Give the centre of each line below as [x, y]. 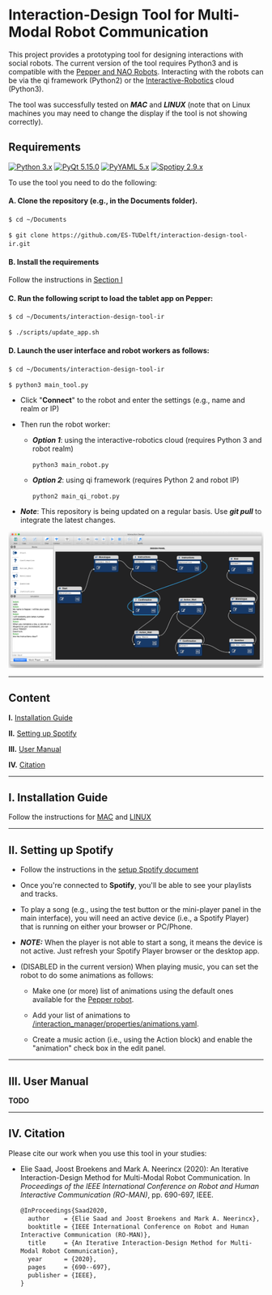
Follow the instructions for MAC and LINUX [80, 817]
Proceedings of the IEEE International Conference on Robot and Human [140, 1186]
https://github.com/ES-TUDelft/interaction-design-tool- [150, 235]
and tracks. [39, 894]
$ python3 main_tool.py [49, 385]
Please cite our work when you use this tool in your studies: [108, 1153]
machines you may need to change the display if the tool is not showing [128, 113]
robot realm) [53, 448]
